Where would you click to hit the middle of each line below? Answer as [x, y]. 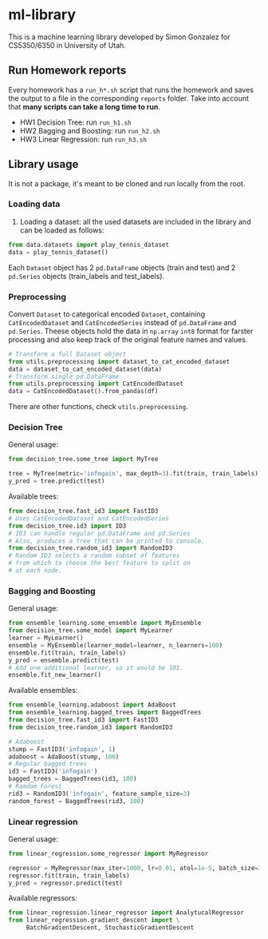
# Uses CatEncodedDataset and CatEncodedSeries [89, 518]
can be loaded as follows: [62, 230]
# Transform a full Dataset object [67, 354]
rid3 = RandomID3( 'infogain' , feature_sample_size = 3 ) [100, 794]
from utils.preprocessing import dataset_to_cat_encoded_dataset [119, 361]
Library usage [43, 164]
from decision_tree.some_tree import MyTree [83, 460]
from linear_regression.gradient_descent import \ [94, 921]
